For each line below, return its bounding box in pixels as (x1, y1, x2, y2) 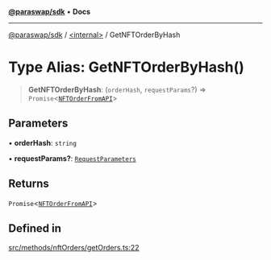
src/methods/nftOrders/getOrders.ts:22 (8, 243, 140, 253)
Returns (8, 177, 50, 191)
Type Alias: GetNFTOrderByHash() (8, 58, 244, 76)
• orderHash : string (8, 138, 77, 147)
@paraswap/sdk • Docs (8, 7, 91, 16)
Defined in (8, 221, 62, 235)
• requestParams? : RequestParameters (8, 153, 137, 163)
